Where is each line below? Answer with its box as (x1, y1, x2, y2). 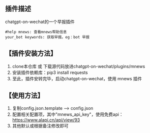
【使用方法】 (5, 92, 44, 100)
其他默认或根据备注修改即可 (12, 123, 69, 129)
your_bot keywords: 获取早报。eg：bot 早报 (5, 34, 90, 39)
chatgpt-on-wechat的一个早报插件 (5, 19, 75, 25)
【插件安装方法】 (5, 49, 57, 58)
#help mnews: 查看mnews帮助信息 (5, 29, 67, 34)
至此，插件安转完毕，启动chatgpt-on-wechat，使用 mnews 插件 (12, 75, 142, 81)
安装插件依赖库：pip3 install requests (12, 69, 88, 75)
